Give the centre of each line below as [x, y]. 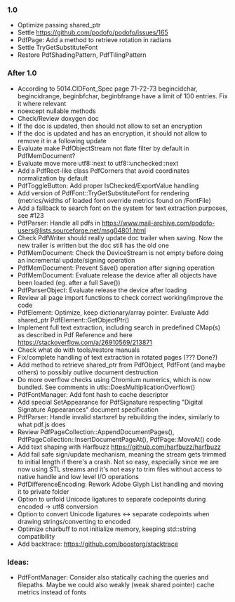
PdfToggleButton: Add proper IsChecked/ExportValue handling [108, 185]
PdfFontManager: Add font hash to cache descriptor [93, 394]
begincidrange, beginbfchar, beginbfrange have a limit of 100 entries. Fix [122, 96]
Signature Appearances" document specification [88, 410]
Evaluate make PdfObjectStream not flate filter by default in [103, 148]
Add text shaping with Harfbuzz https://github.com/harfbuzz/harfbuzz [119, 447]
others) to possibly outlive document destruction [88, 372]
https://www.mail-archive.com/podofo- [158, 223]
